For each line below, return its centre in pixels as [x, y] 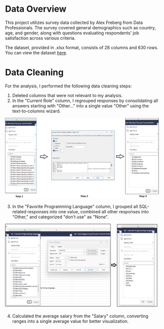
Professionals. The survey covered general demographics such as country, [81, 27]
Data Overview [36, 9]
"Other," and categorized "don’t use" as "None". [60, 217]
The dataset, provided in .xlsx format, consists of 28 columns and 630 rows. [82, 47]
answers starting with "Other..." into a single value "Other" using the [80, 105]
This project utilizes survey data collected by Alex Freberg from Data [74, 22]
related [19, 212]
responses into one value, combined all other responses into [88, 212]
